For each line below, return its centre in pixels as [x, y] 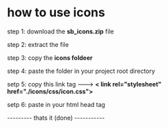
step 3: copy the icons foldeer [50, 58]
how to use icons [56, 13]
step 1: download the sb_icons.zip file [60, 31]
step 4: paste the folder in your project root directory [81, 71]
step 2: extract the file [38, 44]
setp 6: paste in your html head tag [56, 104]
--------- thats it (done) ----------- [56, 118]
